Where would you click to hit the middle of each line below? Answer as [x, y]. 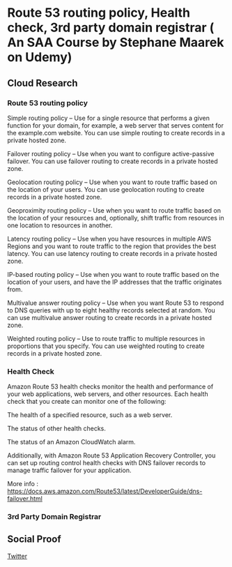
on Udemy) [40, 58]
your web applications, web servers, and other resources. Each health [108, 394]
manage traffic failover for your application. [69, 470]
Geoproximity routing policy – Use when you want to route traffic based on [114, 210]
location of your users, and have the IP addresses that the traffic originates [115, 282]
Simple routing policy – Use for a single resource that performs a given [109, 118]
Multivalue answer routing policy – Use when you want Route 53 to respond [116, 303]
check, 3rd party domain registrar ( [111, 28]
